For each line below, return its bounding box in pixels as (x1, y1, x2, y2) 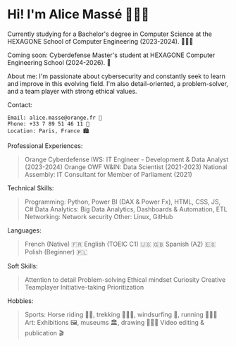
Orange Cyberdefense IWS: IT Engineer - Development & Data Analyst (24, 155, 229, 163)
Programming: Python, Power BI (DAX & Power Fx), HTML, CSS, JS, (24, 197, 221, 206)
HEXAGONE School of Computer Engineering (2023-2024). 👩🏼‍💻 (7, 37, 194, 45)
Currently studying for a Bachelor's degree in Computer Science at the (7, 30, 213, 38)
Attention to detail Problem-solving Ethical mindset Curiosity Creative (24, 275, 226, 284)
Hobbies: (7, 296, 34, 305)
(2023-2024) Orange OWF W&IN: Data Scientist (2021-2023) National (24, 162, 228, 171)
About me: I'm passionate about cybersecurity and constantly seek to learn (7, 72, 226, 80)
